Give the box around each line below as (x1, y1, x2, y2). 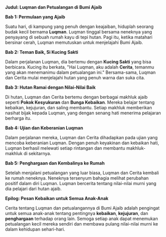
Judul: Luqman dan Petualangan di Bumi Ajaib (5, 4, 102, 10)
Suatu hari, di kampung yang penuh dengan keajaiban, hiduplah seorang (5, 23, 154, 29)
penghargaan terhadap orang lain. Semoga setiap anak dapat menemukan (5, 216, 158, 222)
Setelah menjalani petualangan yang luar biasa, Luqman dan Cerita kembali (5, 170, 159, 176)
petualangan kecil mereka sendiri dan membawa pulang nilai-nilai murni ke (5, 221, 158, 227)
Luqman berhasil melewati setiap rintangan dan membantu (5, 145, 125, 151)
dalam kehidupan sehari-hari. (5, 227, 66, 232)
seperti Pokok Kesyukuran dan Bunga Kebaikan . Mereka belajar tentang (5, 99, 155, 105)
